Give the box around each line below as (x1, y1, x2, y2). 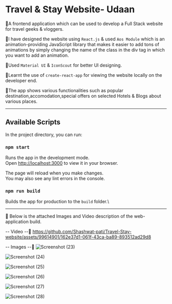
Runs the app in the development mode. (5, 155, 90, 161)
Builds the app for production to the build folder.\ (5, 199, 110, 205)
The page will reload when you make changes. (5, 170, 104, 176)
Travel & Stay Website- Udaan (5, 4, 135, 15)
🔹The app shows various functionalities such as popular (5, 87, 124, 93)
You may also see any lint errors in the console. (5, 176, 105, 182)
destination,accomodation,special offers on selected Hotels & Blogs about (5, 93, 161, 99)
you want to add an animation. (5, 52, 69, 58)
